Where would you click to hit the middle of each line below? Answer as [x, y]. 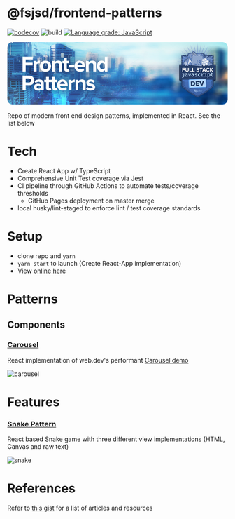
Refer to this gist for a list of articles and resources [80, 508]
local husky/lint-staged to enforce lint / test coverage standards [109, 208]
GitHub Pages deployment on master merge [91, 201]
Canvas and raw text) [38, 447]
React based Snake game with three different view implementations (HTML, [116, 439]
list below [21, 123]
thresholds [33, 193]
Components [36, 325]
